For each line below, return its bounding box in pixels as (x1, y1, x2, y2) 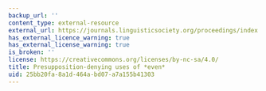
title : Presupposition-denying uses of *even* (8, 63, 166, 71)
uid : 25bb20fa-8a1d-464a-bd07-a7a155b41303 (8, 70, 155, 78)
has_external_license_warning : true (8, 41, 130, 49)
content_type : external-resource (8, 19, 119, 27)
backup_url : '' (8, 11, 59, 20)
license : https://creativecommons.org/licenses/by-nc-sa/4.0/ (8, 56, 219, 64)
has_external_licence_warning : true (8, 33, 130, 42)
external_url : (8, 26, 56, 34)
